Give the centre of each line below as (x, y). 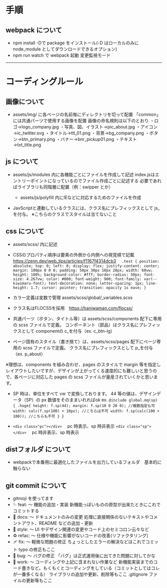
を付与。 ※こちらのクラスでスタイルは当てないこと (65, 214)
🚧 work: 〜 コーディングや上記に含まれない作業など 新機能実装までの (83, 562)
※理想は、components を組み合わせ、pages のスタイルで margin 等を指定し (83, 364)
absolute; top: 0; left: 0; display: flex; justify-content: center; (86, 266)
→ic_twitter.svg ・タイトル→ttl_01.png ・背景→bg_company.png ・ (81, 133)
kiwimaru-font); (29, 283)
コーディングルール (45, 82)
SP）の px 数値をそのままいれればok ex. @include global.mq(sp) (92, 400)
